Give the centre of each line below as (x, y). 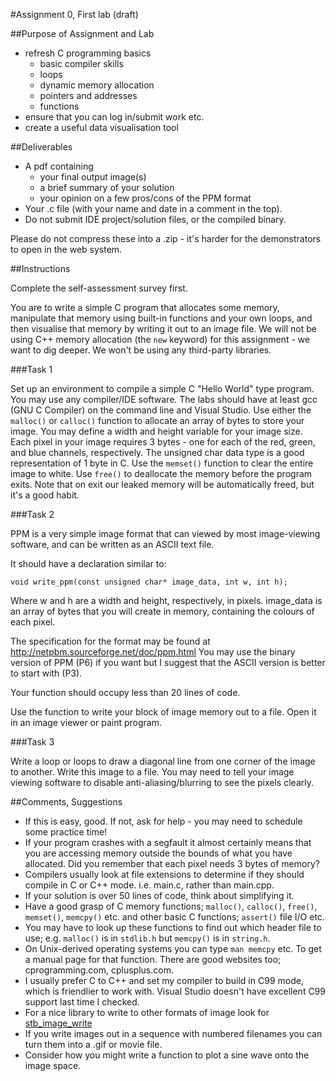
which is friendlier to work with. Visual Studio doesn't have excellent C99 (175, 991)
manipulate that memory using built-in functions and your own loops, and (161, 318)
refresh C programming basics (88, 53)
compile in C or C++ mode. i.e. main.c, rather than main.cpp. (149, 885)
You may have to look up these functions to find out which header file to (173, 927)
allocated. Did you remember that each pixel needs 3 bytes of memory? (172, 863)
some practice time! (66, 832)
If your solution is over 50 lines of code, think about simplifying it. (159, 895)
